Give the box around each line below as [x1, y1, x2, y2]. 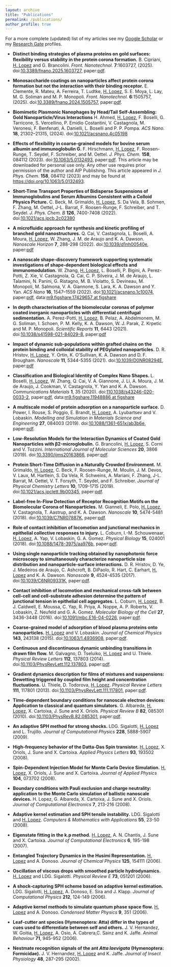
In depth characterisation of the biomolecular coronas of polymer [12, 304, 154, 310]
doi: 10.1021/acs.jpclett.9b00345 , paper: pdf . [12, 489, 103, 495]
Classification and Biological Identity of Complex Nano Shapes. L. [12, 372, 155, 379]
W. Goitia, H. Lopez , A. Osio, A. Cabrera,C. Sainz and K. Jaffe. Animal [12, 930, 158, 936]
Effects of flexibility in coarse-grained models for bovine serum [12, 140, 150, 146]
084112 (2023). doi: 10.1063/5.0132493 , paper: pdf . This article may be [12, 157, 158, 163]
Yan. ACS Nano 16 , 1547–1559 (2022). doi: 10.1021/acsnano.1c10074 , [12, 289, 154, 295]
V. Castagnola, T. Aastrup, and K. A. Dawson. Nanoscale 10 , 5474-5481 [12, 509, 163, 515]
